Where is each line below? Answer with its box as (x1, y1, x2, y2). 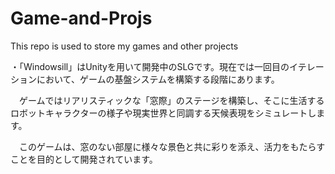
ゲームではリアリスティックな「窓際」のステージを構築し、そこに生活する (18, 94, 325, 106)
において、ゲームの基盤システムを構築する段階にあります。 (36, 73, 280, 85)
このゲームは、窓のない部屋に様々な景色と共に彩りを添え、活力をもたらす (18, 140, 326, 152)
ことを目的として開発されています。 (10, 153, 158, 165)
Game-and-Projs (10, 7, 153, 30)
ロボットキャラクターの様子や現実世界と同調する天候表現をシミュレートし (10, 107, 317, 119)
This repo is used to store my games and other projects (10, 40, 239, 52)
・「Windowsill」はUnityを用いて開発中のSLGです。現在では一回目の (10, 60, 290, 72)
